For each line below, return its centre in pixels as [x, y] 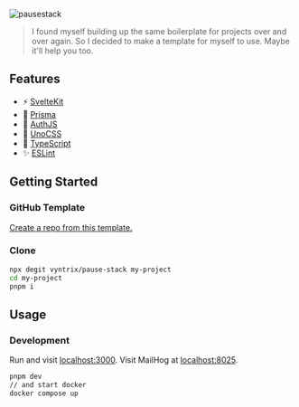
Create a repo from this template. [71, 227]
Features [35, 79]
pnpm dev [26, 377]
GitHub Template [47, 208]
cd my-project [36, 278]
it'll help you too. [62, 51]
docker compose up [44, 393]
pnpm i [22, 286]
